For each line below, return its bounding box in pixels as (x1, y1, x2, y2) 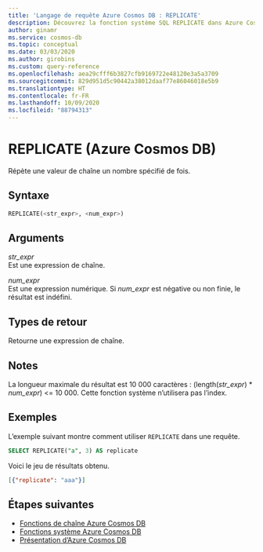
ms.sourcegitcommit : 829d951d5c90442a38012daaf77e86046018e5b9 (8, 77, 219, 85)
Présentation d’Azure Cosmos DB (19, 536, 127, 545)
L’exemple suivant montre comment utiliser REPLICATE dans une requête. (8, 431, 240, 441)
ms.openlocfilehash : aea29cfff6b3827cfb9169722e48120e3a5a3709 (8, 70, 219, 78)
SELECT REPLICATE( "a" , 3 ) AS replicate (8, 447, 139, 455)
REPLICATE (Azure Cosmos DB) (8, 141, 217, 158)
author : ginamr (8, 26, 58, 34)
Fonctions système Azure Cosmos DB (19, 527, 142, 536)
